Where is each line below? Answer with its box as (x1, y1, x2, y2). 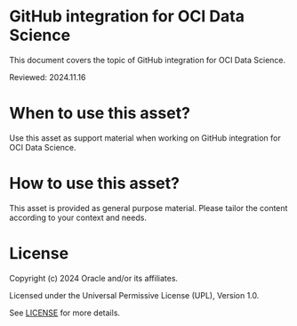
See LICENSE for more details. (9, 307, 121, 318)
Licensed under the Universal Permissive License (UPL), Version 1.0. (9, 289, 260, 300)
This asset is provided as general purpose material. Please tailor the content (9, 202, 288, 213)
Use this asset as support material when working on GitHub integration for (9, 132, 282, 143)
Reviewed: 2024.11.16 (9, 71, 86, 82)
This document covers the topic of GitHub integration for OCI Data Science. (9, 54, 286, 65)
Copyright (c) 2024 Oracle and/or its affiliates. (9, 273, 179, 283)
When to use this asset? (9, 103, 191, 124)
